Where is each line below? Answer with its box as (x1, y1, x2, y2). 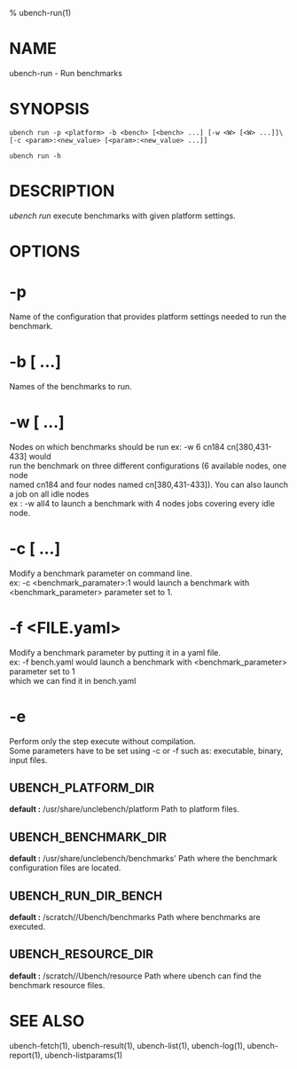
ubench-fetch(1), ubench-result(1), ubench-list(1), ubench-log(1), (9, 1040, 246, 1050)
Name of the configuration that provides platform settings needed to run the (9, 310, 286, 322)
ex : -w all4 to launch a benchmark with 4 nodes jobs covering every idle (9, 498, 275, 508)
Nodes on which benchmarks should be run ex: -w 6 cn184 (9, 441, 225, 452)
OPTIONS (9, 241, 81, 261)
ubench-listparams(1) (44, 1049, 123, 1060)
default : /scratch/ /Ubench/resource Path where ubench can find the (9, 971, 262, 981)
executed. (9, 922, 46, 932)
